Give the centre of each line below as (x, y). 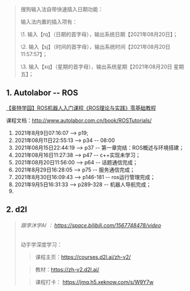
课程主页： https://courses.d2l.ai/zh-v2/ (83, 257)
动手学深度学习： (41, 244)
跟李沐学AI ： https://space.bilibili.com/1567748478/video (91, 225)
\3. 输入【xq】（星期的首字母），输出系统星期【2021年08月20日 (96, 67)
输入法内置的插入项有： (49, 22)
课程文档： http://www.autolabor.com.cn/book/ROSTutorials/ (79, 120)
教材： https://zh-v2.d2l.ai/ (67, 270)
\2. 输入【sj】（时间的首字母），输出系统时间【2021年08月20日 (95, 47)
